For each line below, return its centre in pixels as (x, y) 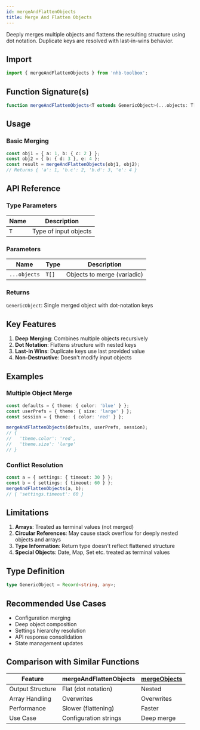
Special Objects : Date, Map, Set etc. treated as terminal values (92, 552)
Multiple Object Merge (39, 393)
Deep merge (159, 718)
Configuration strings (92, 718)
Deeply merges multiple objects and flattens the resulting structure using (96, 34)
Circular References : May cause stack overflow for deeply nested (96, 533)
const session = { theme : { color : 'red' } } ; (65, 417)
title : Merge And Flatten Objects (49, 17)
